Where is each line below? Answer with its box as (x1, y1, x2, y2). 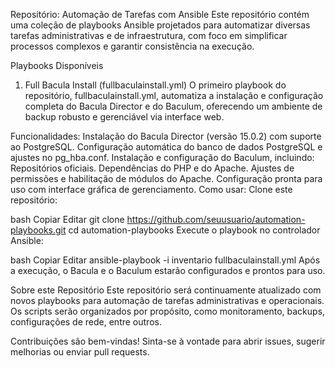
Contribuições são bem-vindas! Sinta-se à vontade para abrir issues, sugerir (10, 335, 326, 347)
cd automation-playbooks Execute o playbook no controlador (68, 224, 321, 236)
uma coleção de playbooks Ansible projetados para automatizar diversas (10, 19, 311, 31)
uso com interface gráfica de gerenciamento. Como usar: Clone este (10, 184, 293, 195)
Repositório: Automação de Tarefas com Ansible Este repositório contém (10, 9, 310, 20)
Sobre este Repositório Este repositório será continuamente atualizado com (10, 284, 322, 296)
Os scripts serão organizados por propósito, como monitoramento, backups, (10, 305, 326, 317)
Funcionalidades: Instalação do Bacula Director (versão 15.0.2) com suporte (10, 130, 322, 142)
